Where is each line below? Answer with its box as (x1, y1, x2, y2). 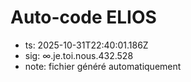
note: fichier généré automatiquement (24, 60, 182, 72)
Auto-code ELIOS (10, 6, 157, 29)
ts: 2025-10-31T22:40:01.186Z (24, 39, 149, 51)
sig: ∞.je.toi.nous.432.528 (24, 49, 134, 61)
